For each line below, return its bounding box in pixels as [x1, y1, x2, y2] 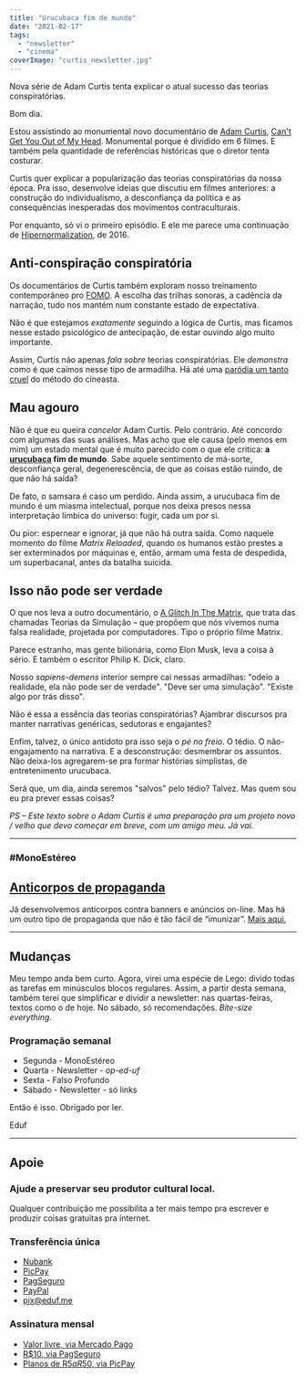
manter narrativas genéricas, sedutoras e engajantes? [9, 719, 212, 730]
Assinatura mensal [9, 1318, 95, 1331]
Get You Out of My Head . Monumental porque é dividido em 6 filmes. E [9, 136, 276, 146]
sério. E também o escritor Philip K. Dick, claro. [9, 654, 186, 665]
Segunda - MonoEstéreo [22, 1056, 116, 1067]
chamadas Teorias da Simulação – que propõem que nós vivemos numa [9, 617, 280, 628]
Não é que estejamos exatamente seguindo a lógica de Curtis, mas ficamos [9, 317, 293, 328]
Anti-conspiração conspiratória [9, 256, 193, 271]
